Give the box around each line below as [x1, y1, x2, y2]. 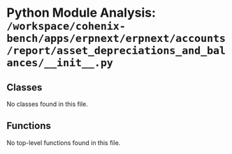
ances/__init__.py [6, 56, 113, 70]
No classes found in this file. [6, 100, 88, 108]
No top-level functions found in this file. [6, 138, 121, 147]
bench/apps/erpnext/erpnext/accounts [6, 32, 226, 45]
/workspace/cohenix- [6, 20, 126, 33]
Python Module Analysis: [6, 5, 157, 21]
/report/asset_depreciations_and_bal [6, 44, 226, 57]
